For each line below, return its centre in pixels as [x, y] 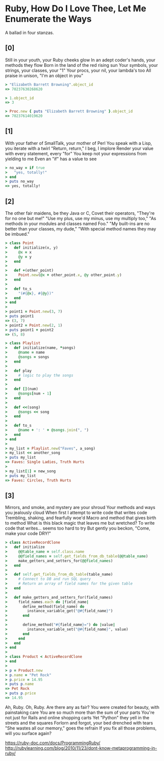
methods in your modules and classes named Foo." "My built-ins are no [77, 224]
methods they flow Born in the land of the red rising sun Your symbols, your [82, 65]
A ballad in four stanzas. [29, 32]
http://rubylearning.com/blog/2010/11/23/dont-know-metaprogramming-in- [81, 748]
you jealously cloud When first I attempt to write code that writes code [76, 513]
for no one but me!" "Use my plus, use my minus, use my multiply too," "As [81, 218]
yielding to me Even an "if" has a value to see [51, 159]
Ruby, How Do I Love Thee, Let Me [76, 9]
